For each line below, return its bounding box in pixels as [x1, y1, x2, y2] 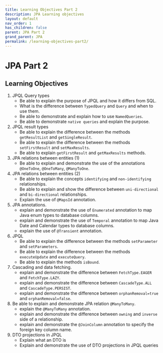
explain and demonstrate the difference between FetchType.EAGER [19, 269, 152, 275]
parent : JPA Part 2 [5, 30, 45, 35]
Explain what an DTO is [19, 337, 66, 343]
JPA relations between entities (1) [12, 155, 80, 161]
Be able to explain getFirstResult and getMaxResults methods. [19, 150, 146, 156]
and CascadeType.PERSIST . [19, 285, 72, 291]
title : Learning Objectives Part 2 [5, 7, 78, 12]
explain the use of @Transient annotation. [19, 228, 103, 234]
